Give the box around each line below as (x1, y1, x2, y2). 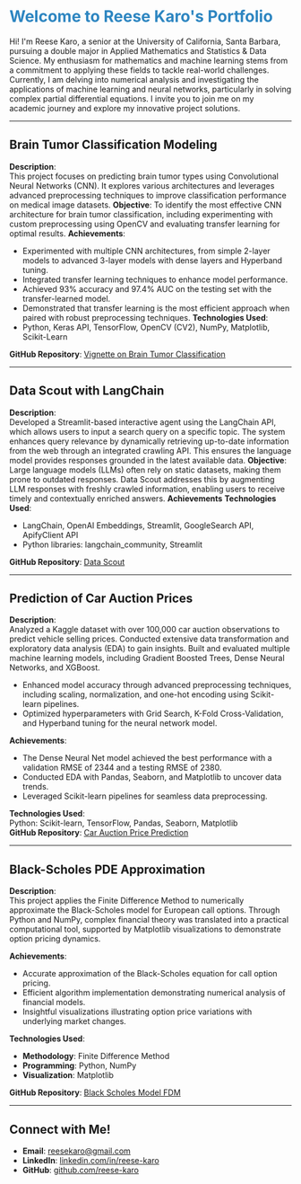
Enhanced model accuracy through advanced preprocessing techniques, (21, 680, 292, 691)
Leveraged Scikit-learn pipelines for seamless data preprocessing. (21, 791, 268, 801)
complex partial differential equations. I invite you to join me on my (9, 93, 254, 104)
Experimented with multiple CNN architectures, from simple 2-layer (21, 245, 271, 256)
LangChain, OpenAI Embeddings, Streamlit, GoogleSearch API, (21, 519, 254, 531)
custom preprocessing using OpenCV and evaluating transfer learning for (9, 218, 280, 229)
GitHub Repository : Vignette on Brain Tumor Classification (9, 349, 226, 359)
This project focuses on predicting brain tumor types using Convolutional (9, 171, 279, 181)
